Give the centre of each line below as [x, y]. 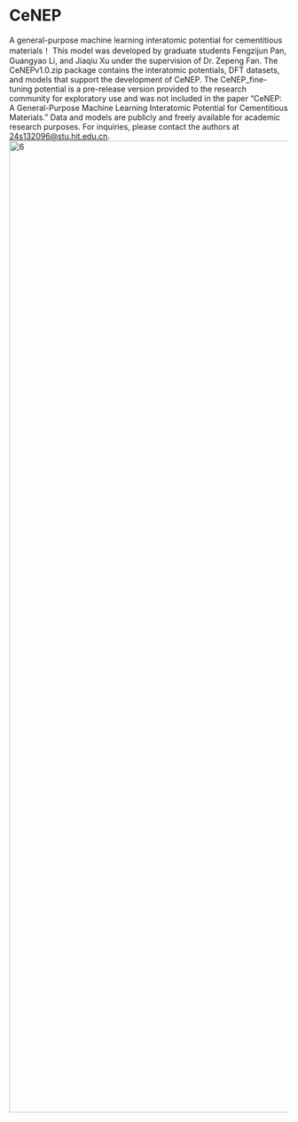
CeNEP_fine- [244, 79]
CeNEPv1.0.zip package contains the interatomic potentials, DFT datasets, [145, 70]
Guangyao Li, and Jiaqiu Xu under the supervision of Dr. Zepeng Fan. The [144, 60]
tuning [21, 89]
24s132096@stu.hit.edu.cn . [60, 136]
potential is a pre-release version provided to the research [140, 89]
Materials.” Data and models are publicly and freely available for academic [145, 117]
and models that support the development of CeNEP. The [114, 79]
